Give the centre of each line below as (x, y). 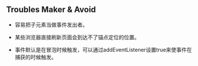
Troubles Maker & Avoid (51, 10)
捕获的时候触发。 (36, 57)
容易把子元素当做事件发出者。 (51, 24)
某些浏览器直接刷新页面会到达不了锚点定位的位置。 (77, 37)
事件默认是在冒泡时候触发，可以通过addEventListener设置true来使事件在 (103, 49)
